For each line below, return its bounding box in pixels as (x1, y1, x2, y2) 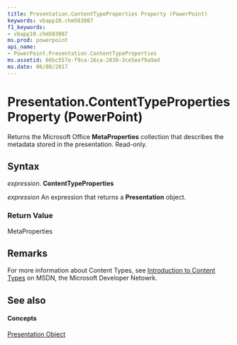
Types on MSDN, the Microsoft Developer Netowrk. (7, 274, 158, 283)
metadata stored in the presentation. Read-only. (7, 140, 148, 148)
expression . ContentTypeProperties (7, 179, 114, 188)
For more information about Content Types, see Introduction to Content (7, 266, 216, 275)
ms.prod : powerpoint (7, 37, 69, 44)
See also (7, 294, 46, 306)
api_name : (7, 43, 37, 50)
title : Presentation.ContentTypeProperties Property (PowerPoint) (7, 10, 208, 18)
